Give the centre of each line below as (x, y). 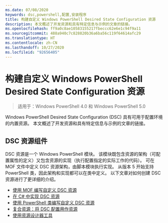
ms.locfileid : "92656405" (32, 52)
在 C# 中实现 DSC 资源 (36, 196)
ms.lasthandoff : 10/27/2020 (35, 48)
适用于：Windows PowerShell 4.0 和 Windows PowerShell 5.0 (81, 106)
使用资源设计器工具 (33, 215)
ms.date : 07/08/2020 (27, 10)
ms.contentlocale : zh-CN (31, 43)
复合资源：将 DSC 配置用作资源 (45, 209)
